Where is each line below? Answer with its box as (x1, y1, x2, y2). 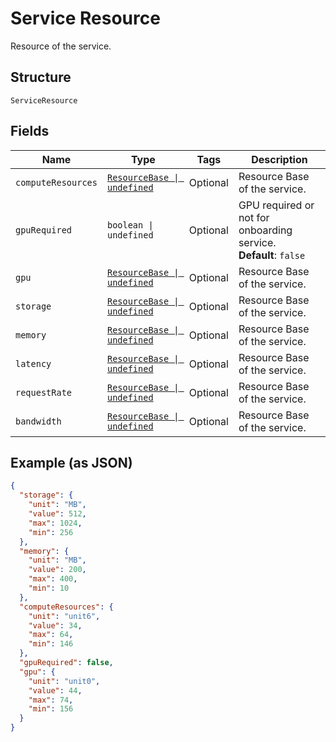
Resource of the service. (10, 40, 112, 52)
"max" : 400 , (28, 574, 78, 584)
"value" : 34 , (28, 620, 83, 631)
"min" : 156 (28, 704, 74, 714)
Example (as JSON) (10, 454, 133, 471)
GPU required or (238, 198, 315, 212)
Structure (10, 69, 72, 86)
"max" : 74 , (28, 695, 74, 705)
